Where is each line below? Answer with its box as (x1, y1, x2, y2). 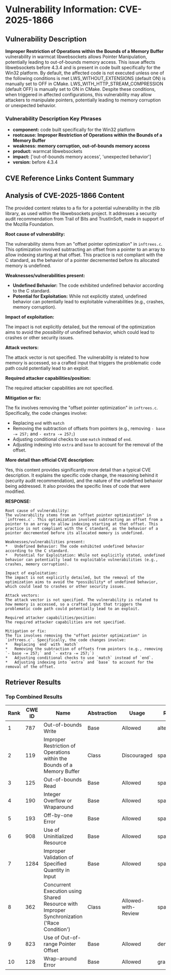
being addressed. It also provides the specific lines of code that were (5, 483, 151, 489)
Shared (43, 894, 61, 901)
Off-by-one (43, 812, 73, 819)
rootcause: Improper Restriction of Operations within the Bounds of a (12, 132, 162, 138)
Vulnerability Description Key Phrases (5, 115, 102, 122)
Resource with (43, 901, 78, 908)
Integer (43, 791, 61, 798)
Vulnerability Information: (5, 4, 117, 15)
